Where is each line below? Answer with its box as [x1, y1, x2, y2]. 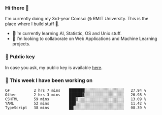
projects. [12, 41, 31, 47]
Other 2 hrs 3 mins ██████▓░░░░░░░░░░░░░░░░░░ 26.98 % [5, 92, 147, 97]
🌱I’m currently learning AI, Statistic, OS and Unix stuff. [12, 31, 122, 37]
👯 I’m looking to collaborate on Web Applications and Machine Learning [12, 36, 158, 41]
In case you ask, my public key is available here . [5, 64, 103, 71]
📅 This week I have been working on [5, 77, 93, 83]
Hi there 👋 [5, 4, 30, 11]
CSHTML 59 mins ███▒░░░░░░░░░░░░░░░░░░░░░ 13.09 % [5, 96, 147, 102]
